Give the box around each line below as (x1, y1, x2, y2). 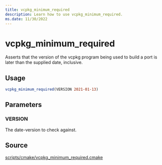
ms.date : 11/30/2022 (5, 16, 48, 21)
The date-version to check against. (5, 127, 77, 133)
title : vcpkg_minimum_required (5, 7, 70, 12)
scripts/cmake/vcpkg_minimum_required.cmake (5, 154, 103, 160)
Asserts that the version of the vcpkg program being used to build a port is (5, 54, 158, 60)
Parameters (5, 101, 42, 109)
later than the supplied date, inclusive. (5, 59, 83, 65)
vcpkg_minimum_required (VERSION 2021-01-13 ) (5, 87, 99, 92)
